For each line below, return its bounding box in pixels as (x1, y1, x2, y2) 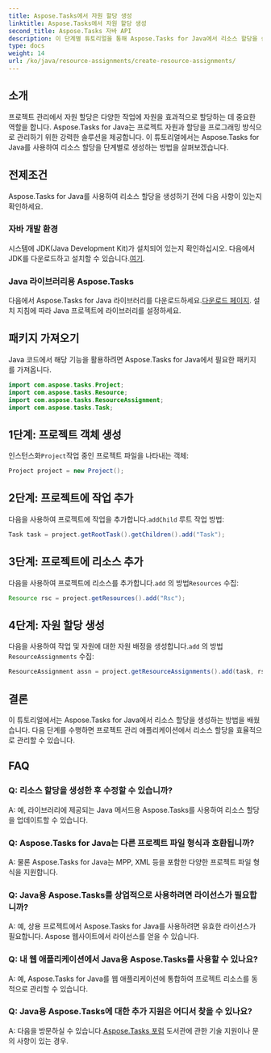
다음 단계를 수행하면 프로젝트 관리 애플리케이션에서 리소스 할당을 (31, 725, 235, 734)
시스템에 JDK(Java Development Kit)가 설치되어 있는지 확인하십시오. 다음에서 (8, 243, 256, 253)
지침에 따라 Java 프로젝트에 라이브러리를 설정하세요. (16, 306, 181, 315)
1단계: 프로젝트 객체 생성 (8, 428, 123, 442)
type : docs (8, 42, 45, 50)
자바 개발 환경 (8, 223, 59, 235)
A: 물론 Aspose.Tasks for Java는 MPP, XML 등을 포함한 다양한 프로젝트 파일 (8, 856, 252, 866)
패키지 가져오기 (8, 332, 80, 345)
